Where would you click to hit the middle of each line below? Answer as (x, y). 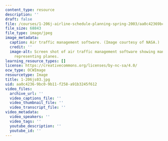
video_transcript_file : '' (38, 107)
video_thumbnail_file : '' (37, 103)
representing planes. (36, 56)
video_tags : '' (25, 121)
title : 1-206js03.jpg (28, 79)
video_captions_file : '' (35, 98)
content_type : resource (30, 10)
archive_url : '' (26, 93)
